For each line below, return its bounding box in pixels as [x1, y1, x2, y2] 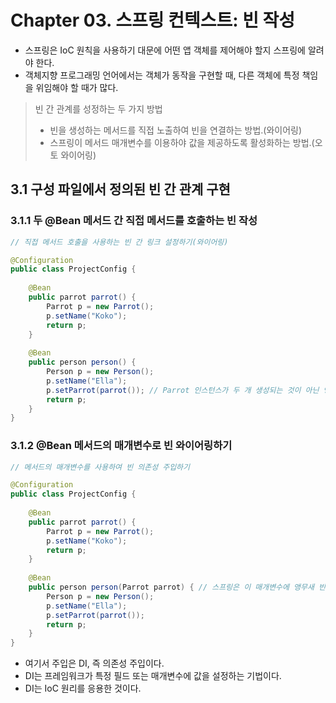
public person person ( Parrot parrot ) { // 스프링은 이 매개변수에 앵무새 [28, 582, 315, 593]
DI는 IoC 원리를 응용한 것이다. [24, 682, 142, 695]
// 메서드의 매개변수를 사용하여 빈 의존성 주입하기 [10, 462, 190, 472]
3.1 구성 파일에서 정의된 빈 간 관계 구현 [10, 181, 231, 198]
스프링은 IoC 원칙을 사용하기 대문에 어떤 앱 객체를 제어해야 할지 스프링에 [24, 44, 306, 56]
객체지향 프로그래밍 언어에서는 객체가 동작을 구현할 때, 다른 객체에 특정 [24, 69, 300, 81]
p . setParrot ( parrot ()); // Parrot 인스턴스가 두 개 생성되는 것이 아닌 [46, 385, 320, 395]
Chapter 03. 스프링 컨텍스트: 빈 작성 [10, 9, 296, 32]
